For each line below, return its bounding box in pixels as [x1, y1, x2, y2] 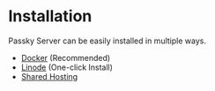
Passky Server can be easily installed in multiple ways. [8, 35, 206, 46]
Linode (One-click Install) [20, 62, 114, 72]
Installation [8, 6, 93, 27]
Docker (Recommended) [20, 52, 111, 63]
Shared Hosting [20, 71, 78, 81]
